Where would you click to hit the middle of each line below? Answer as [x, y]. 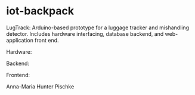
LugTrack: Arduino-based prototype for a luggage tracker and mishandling [98, 27]
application [20, 40]
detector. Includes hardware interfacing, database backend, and [85, 33]
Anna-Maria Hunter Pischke [40, 86]
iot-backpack [40, 11]
